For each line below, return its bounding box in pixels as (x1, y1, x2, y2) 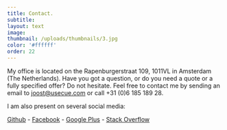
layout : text (7, 23, 45, 29)
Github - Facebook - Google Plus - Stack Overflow (7, 115, 150, 123)
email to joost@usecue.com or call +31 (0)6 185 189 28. (7, 88, 164, 96)
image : (7, 29, 26, 36)
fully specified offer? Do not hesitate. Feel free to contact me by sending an (7, 81, 221, 90)
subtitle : (7, 16, 36, 23)
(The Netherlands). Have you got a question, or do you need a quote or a (7, 74, 213, 82)
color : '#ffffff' (7, 42, 57, 49)
